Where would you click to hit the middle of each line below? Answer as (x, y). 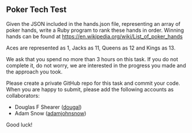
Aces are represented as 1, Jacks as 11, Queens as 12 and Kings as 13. (91, 48)
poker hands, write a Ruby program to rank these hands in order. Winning (95, 30)
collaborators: (23, 95)
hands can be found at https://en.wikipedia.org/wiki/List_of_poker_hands (95, 36)
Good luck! (19, 124)
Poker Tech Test (36, 10)
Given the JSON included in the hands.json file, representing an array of (93, 24)
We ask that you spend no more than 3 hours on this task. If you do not (92, 59)
